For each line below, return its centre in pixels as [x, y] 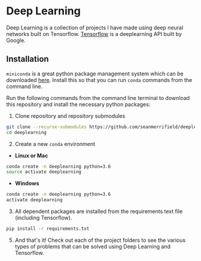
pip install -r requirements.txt [48, 229]
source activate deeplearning [44, 172]
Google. [16, 40]
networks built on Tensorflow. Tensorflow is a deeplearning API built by [94, 34]
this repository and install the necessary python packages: [78, 104]
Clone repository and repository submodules [70, 116]
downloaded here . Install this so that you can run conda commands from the [99, 80]
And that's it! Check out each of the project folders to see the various [100, 240]
